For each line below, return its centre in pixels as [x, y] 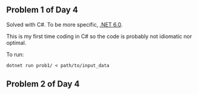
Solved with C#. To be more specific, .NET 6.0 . [64, 24]
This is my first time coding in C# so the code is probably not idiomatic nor [99, 36]
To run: [15, 54]
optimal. [16, 42]
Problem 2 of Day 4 [43, 84]
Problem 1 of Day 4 [42, 10]
